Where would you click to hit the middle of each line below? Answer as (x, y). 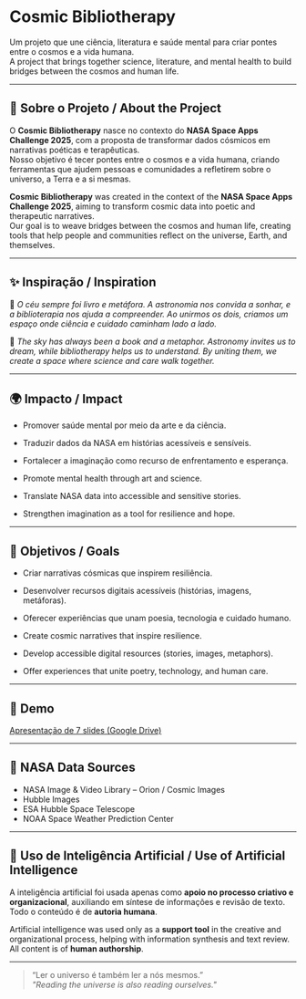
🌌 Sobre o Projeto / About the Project (115, 108)
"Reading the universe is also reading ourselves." (124, 984)
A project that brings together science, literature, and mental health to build (151, 61)
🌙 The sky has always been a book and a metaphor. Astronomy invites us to (153, 341)
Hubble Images (51, 799)
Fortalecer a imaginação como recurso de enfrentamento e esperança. (155, 461)
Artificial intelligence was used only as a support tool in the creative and (145, 929)
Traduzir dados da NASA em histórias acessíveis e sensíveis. (137, 443)
